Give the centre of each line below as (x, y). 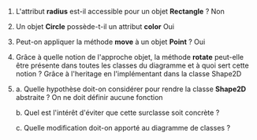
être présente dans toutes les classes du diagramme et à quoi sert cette (132, 65)
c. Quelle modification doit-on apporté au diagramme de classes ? (123, 128)
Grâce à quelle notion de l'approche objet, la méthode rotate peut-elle (130, 57)
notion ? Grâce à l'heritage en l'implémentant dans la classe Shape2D (128, 74)
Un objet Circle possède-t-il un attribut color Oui (95, 26)
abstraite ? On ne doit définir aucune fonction (89, 97)
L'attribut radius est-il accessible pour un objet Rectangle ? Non (120, 11)
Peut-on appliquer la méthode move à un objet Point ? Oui (110, 42)
